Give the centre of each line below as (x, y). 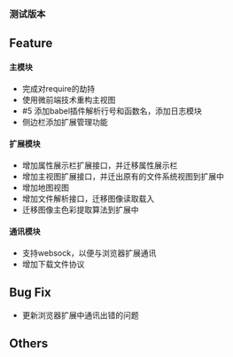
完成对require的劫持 (58, 88)
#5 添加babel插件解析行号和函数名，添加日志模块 (112, 111)
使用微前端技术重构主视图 (69, 99)
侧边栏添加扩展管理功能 (65, 122)
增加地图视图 (45, 187)
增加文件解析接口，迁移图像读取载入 (88, 198)
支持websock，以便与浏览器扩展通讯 (89, 253)
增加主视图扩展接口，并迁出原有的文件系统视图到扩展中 (123, 176)
